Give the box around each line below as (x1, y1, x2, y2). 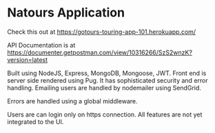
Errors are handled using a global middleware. (7, 96, 138, 105)
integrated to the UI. (7, 117, 64, 125)
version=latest (7, 55, 48, 63)
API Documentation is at (7, 41, 76, 49)
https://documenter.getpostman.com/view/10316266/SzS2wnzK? (7, 48, 193, 57)
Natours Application (7, 5, 125, 21)
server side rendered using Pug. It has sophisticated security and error (7, 76, 208, 84)
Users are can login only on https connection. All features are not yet (7, 110, 203, 119)
